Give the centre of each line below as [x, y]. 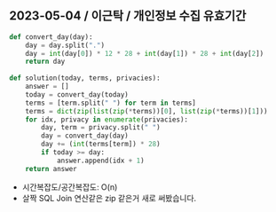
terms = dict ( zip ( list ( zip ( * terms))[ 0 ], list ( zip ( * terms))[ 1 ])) [146, 111]
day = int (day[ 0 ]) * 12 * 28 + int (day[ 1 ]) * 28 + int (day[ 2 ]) [145, 53]
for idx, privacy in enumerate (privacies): [107, 119]
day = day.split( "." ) [65, 45]
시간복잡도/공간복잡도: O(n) [70, 187]
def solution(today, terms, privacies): [85, 78]
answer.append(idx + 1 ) [100, 161]
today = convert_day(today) [77, 94]
